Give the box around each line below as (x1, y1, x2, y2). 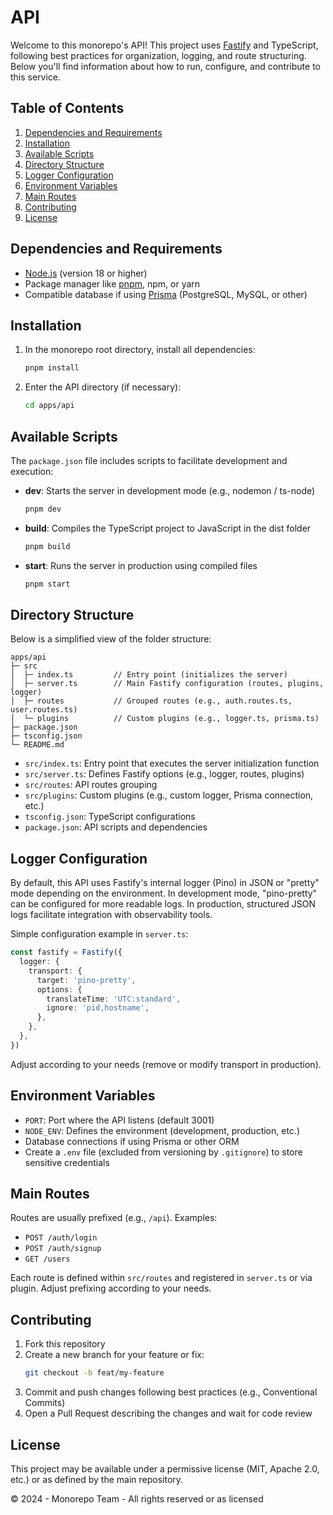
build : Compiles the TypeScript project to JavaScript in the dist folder (24, 522, 312, 534)
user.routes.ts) (10, 705, 78, 715)
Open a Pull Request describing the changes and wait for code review (24, 1407, 313, 1420)
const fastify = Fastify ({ (10, 947, 123, 958)
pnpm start (24, 579, 71, 589)
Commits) (24, 1397, 66, 1409)
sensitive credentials (24, 1156, 110, 1168)
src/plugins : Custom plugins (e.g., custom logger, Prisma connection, (24, 789, 314, 801)
